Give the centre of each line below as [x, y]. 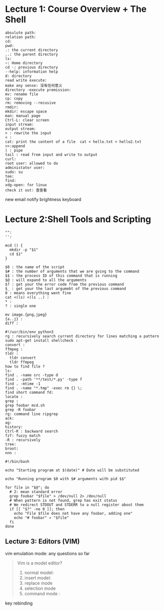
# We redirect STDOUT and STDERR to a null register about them [77, 505]
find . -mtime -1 [23, 384]
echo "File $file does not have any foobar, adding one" [73, 513]
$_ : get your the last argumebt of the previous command [66, 288]
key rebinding [19, 603]
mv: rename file [22, 94]
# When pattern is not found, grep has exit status [64, 500]
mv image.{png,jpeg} [26, 315]
